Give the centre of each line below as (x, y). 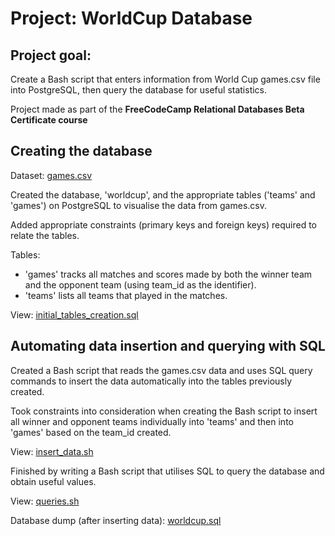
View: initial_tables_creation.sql (74, 314)
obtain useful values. (53, 481)
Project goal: (51, 55)
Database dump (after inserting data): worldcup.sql (116, 520)
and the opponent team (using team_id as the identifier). (140, 284)
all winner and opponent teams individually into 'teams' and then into (152, 421)
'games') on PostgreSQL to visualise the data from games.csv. (138, 205)
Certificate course (49, 120)
